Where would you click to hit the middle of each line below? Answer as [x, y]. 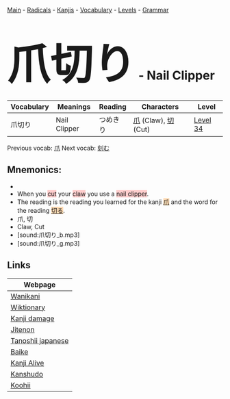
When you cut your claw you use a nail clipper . [83, 194]
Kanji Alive [27, 363]
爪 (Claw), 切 [154, 120]
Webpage [40, 285]
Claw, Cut [30, 227]
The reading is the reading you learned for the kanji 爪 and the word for [117, 202]
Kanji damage [33, 318]
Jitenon [23, 329]
